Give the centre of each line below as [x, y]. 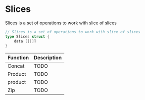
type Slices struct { [27, 36]
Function [18, 58]
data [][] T [25, 41]
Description [48, 58]
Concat [16, 66]
